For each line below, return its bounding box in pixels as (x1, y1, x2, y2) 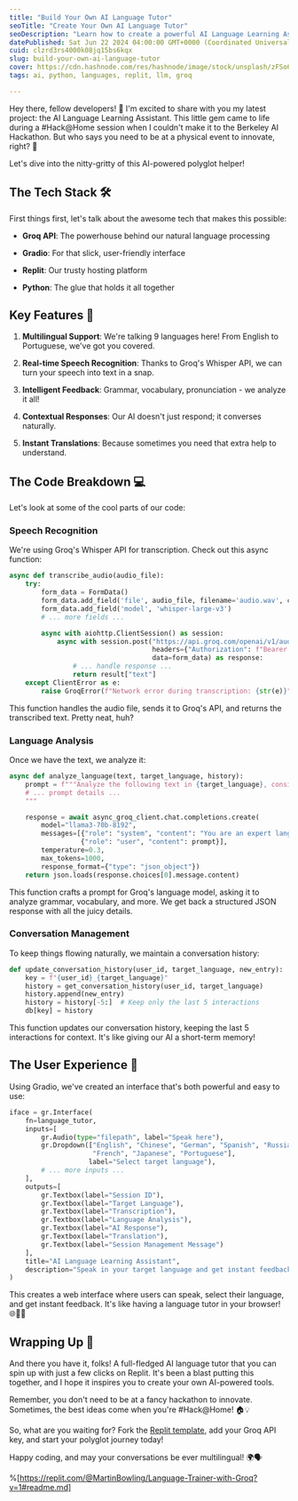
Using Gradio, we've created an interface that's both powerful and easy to (9, 1081, 280, 1092)
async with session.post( (56, 637, 153, 646)
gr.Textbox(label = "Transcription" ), (41, 1207, 176, 1216)
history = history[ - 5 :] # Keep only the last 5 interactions (25, 998, 260, 1007)
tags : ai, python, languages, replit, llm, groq (9, 71, 192, 80)
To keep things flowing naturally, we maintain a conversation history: (9, 948, 260, 959)
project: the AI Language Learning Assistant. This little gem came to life (9, 112, 271, 123)
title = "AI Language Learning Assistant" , (25, 1256, 180, 1265)
